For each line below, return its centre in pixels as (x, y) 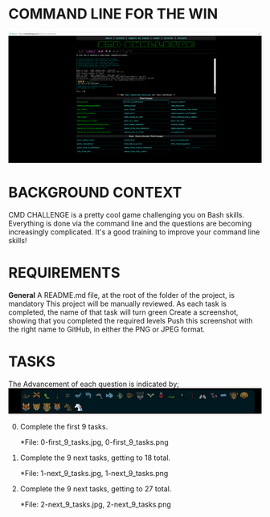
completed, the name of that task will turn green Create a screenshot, (123, 312)
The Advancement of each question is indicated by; (94, 384)
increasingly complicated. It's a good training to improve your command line (134, 232)
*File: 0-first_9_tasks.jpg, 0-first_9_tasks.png (94, 442)
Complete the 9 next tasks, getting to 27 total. (96, 489)
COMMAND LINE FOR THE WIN (113, 14)
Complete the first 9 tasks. (64, 426)
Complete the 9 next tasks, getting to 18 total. (95, 458)
